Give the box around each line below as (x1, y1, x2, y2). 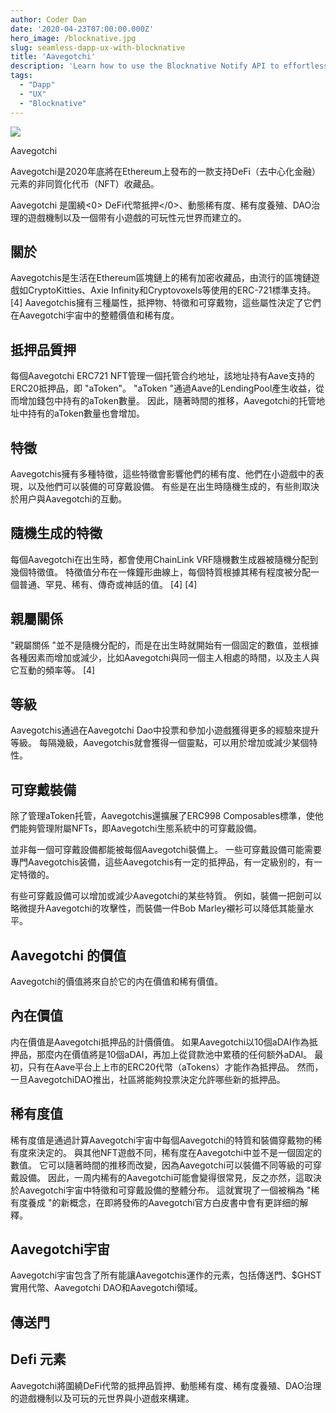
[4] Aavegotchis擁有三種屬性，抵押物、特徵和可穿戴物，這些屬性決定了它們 (10, 297, 322, 309)
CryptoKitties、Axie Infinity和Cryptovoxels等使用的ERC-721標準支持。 (27, 284, 317, 296)
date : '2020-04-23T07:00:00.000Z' (10, 24, 155, 34)
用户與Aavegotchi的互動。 (18, 492, 128, 505)
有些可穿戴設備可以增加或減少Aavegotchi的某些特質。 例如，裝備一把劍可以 (10, 890, 323, 902)
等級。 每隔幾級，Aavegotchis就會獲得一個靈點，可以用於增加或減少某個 (10, 737, 310, 749)
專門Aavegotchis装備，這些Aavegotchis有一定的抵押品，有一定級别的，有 (10, 856, 315, 868)
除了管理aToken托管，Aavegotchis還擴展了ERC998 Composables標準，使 (10, 810, 315, 822)
